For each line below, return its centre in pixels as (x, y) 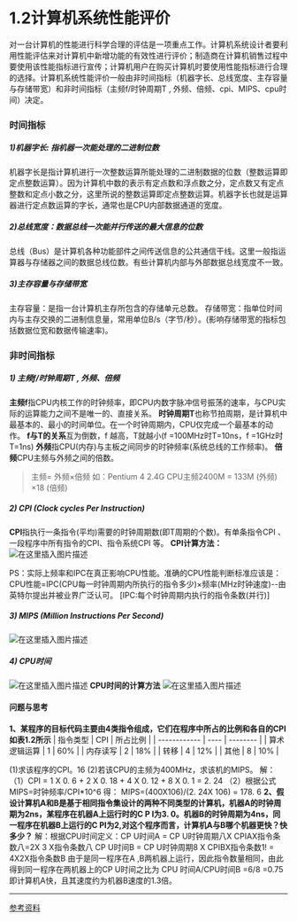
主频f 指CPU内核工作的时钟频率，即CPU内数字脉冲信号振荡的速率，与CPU (144, 402)
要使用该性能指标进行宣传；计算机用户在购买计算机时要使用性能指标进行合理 (148, 66)
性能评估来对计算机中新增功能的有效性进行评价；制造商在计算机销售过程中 (152, 55)
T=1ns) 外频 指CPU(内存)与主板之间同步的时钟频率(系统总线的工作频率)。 (141, 446)
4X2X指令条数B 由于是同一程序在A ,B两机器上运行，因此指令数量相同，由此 (147, 858)
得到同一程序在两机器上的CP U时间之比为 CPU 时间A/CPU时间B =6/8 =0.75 (146, 869)
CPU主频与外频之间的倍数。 (68, 457)
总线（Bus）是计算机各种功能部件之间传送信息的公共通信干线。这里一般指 (144, 251)
